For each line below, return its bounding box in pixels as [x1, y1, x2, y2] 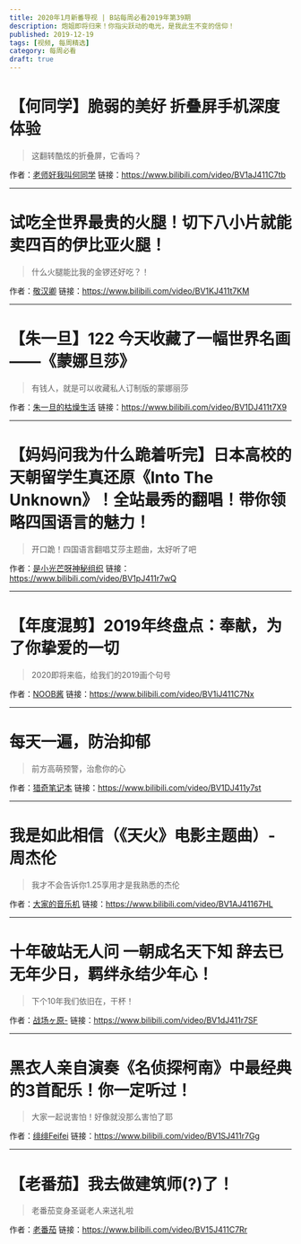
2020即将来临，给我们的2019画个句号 [30, 669, 172, 680]
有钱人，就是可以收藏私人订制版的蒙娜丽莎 [30, 383, 189, 393]
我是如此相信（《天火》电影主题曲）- [9, 825, 276, 845]
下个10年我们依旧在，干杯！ [30, 995, 134, 1006]
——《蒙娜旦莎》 [9, 351, 136, 372]
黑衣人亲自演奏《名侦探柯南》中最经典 [9, 1057, 293, 1078]
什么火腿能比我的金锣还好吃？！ [30, 266, 150, 277]
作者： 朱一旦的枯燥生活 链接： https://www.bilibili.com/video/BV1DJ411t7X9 [9, 401, 288, 412]
